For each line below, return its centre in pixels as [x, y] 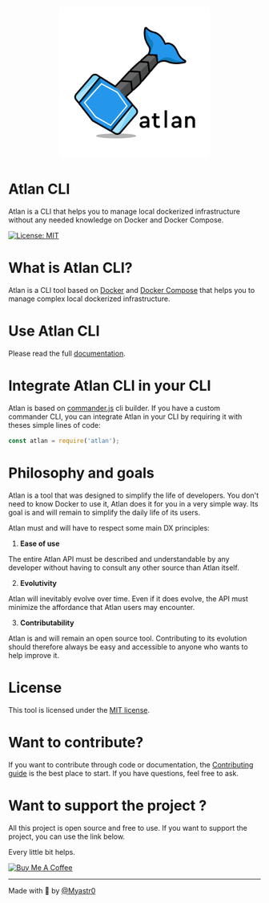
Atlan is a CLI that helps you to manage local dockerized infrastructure [124, 212]
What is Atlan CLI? [70, 268]
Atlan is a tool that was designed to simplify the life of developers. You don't [134, 495]
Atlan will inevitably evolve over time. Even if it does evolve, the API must [128, 598]
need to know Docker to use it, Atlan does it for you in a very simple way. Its [133, 503]
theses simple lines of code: [55, 425]
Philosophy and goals [81, 473]
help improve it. [34, 655]
